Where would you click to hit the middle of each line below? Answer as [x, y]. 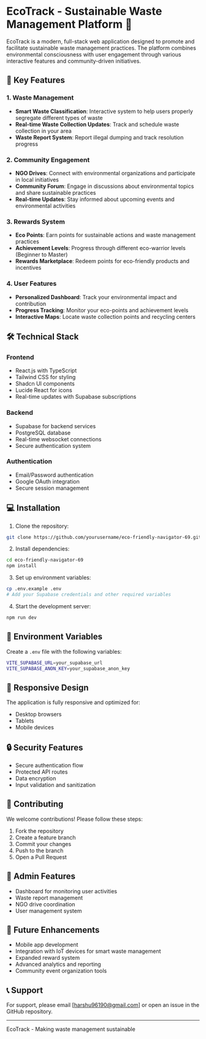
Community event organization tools [61, 971]
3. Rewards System [36, 221]
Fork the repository [40, 831]
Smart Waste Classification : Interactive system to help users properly [104, 111]
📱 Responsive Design [48, 687]
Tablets [25, 721]
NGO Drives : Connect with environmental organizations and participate [105, 173]
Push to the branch [39, 850]
